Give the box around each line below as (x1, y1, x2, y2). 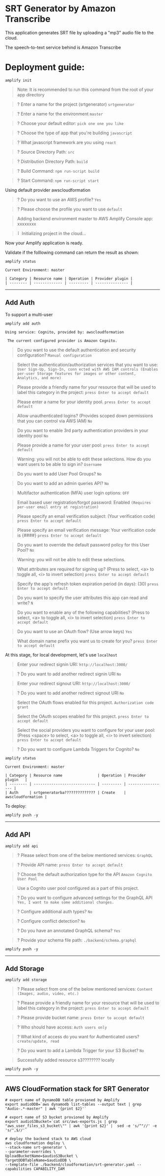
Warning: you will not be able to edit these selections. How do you (17, 456, 151, 462)
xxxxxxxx (17, 221, 36, 227)
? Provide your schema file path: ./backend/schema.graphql (17, 937, 137, 943)
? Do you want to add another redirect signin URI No (17, 671, 121, 677)
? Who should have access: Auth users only (17, 1024, 107, 1030)
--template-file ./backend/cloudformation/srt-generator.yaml (5, 1162, 135, 1167)
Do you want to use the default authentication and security (17, 347, 136, 353)
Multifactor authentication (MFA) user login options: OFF (17, 490, 130, 496)
